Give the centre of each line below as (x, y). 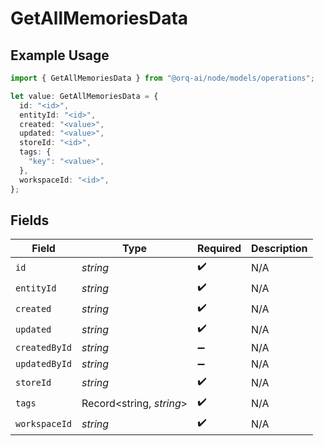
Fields (30, 220)
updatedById (44, 364)
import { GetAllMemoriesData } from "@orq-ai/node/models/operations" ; (162, 78)
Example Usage (60, 55)
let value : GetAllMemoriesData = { (84, 96)
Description (279, 249)
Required (219, 249)
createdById (44, 348)
